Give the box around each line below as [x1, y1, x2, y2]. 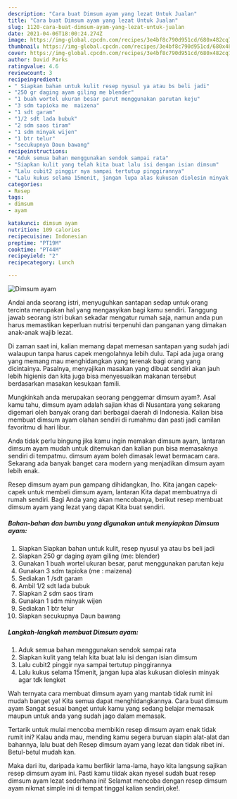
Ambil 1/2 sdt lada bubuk [18, 581, 90, 590]
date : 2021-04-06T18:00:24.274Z [8, 30, 103, 37]
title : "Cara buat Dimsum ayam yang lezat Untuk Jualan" [8, 17, 179, 24]
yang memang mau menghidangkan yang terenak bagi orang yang [8, 357, 201, 365]
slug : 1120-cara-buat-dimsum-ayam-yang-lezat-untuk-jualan [8, 23, 185, 30]
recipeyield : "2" [8, 252, 59, 260]
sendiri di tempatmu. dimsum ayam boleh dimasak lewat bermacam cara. [8, 452, 220, 460]
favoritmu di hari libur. [8, 423, 72, 431]
